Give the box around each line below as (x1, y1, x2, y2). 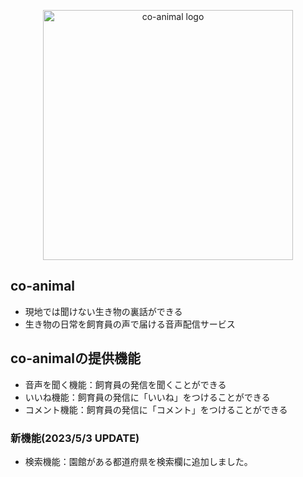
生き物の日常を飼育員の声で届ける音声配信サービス (24, 318, 236, 330)
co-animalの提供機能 (10, 350, 142, 367)
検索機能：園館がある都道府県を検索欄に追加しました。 (24, 455, 253, 467)
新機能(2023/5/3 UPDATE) (10, 431, 140, 445)
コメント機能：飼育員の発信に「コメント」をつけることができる (24, 403, 288, 415)
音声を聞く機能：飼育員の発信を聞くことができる (24, 378, 227, 390)
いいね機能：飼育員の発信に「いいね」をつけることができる (24, 391, 271, 403)
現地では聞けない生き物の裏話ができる (24, 305, 183, 317)
